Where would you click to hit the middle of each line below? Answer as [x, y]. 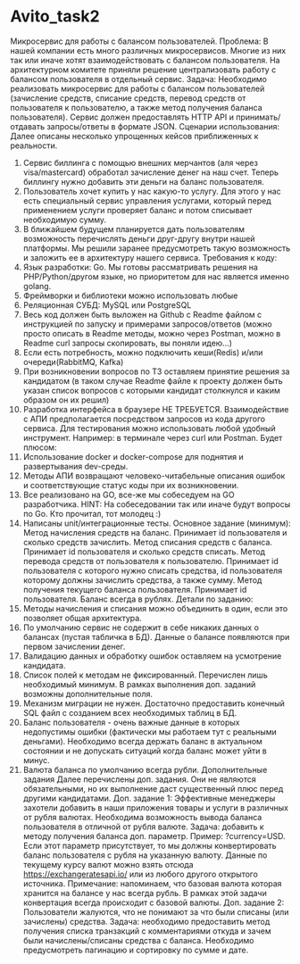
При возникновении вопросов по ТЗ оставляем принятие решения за [156, 371]
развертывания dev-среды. [75, 466]
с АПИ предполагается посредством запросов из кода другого [144, 419]
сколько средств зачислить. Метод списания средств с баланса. [148, 542]
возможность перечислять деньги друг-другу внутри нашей [139, 238]
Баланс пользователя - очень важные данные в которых [131, 722]
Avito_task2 [55, 17]
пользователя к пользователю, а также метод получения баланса [136, 107]
